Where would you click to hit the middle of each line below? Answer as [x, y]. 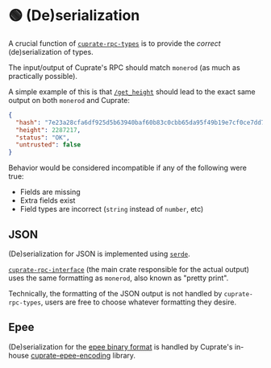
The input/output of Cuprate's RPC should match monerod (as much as [124, 67]
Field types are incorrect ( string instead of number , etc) [112, 209]
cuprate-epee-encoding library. [83, 355]
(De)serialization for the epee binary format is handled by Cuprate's [121, 346]
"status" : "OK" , [43, 138]
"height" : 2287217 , [48, 130]
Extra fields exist [48, 201]
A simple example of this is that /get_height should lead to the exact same [132, 91]
